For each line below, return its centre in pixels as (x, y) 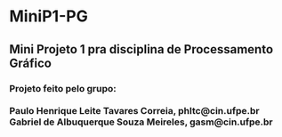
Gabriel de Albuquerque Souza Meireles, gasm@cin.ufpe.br (141, 122)
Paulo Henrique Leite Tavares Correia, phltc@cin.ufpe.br (134, 110)
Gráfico (30, 63)
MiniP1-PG (49, 16)
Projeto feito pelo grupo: (63, 88)
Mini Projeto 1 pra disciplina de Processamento (141, 49)
